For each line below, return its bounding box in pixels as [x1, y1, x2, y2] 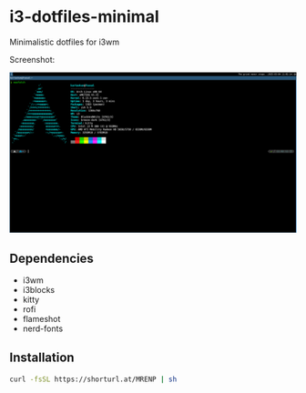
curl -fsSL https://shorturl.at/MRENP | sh [9, 375, 178, 384]
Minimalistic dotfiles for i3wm [9, 36, 120, 47]
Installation [9, 349, 75, 365]
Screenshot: [9, 54, 56, 65]
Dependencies [9, 250, 94, 266]
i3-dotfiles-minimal [9, 6, 159, 27]
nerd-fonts [22, 323, 64, 334]
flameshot [22, 314, 61, 325]
